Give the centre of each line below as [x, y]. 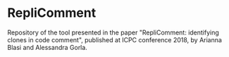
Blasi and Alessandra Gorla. [48, 47]
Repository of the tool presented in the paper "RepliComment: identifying [113, 32]
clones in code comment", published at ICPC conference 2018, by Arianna [114, 39]
